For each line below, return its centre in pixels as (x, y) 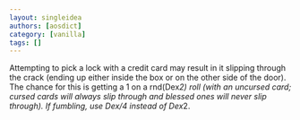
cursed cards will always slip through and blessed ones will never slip (138, 97)
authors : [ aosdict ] (46, 26)
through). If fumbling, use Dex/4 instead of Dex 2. (100, 106)
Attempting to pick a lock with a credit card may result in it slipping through (148, 68)
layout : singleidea (46, 17)
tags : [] (26, 43)
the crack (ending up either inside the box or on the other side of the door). (148, 78)
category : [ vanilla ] (48, 34)
